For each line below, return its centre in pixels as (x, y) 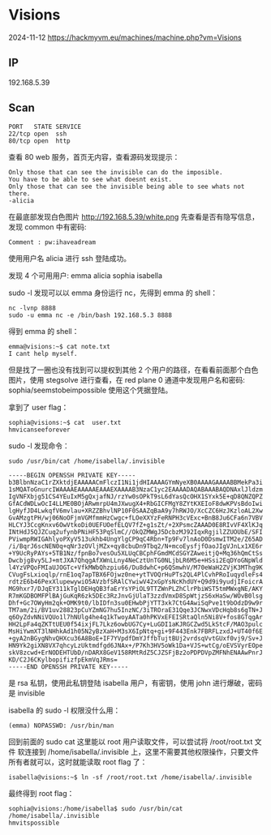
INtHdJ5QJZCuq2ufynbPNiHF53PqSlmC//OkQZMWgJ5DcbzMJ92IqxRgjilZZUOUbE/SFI (136, 532)
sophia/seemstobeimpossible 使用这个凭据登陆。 (90, 390)
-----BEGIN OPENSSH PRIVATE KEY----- (72, 475)
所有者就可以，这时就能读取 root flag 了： (78, 762)
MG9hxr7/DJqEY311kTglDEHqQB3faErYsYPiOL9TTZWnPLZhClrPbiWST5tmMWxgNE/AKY (136, 589)
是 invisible (27, 693)
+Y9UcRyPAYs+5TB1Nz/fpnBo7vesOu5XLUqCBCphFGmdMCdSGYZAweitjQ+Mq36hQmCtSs (136, 553)
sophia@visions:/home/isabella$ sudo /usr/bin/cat (96, 808)
